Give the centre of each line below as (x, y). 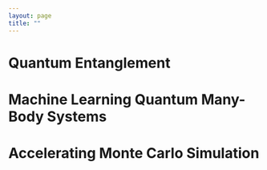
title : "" (25, 23)
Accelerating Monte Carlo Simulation (134, 154)
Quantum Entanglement (89, 63)
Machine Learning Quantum (103, 99)
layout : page (30, 16)
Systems (77, 116)
